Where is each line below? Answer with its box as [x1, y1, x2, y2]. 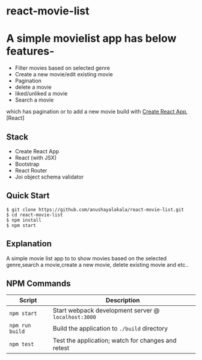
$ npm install [6, 217, 42, 223]
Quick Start [6, 191, 50, 201]
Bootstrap [14, 160, 40, 168]
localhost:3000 [53, 314, 96, 321]
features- [6, 44, 55, 58]
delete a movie [14, 84, 52, 91]
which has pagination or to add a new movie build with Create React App [6, 108, 186, 115]
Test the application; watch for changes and [53, 337, 177, 345]
